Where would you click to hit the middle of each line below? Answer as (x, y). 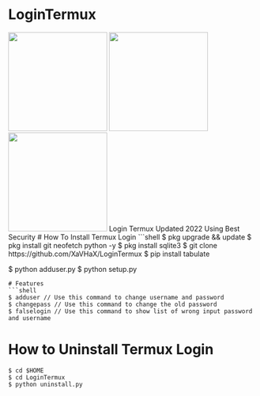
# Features (26, 283)
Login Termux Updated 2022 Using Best (174, 228)
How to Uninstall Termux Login (111, 350)
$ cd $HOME (26, 370)
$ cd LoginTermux (37, 377)
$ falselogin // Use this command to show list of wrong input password (130, 311)
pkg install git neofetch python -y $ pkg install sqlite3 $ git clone (113, 245)
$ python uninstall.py (45, 384)
